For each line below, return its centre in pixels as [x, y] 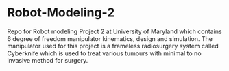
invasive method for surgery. [48, 60]
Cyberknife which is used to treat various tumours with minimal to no [104, 53]
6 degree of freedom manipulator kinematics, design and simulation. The [110, 38]
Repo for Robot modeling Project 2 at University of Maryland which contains [114, 31]
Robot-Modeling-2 [61, 13]
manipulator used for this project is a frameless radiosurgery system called [113, 46]
